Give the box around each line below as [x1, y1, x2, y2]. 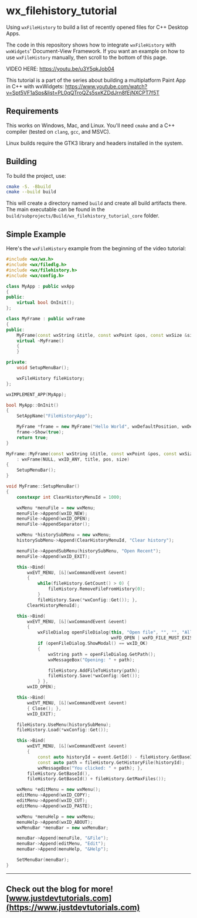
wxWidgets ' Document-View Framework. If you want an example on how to [6, 47, 185, 54]
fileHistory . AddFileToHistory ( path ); [47, 667, 141, 674]
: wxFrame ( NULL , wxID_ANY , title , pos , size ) [16, 456, 130, 462]
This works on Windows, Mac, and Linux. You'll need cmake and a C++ [6, 122, 175, 129]
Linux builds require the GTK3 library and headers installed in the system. [6, 140, 184, 147]
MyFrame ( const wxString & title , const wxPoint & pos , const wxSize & [16, 332, 188, 338]
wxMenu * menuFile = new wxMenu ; [16, 505, 96, 511]
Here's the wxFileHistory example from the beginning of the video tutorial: [6, 245, 186, 252]
